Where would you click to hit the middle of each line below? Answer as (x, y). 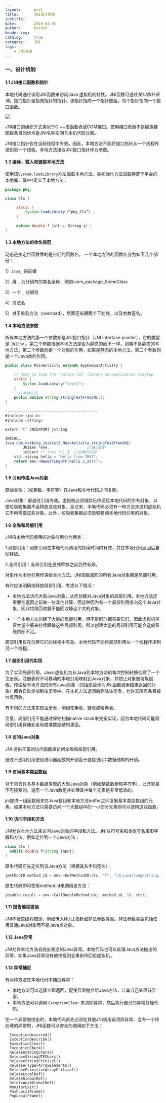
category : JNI (23, 42)
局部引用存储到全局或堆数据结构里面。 (44, 725)
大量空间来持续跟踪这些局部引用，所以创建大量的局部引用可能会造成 (86, 625)
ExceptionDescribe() (31, 1039)
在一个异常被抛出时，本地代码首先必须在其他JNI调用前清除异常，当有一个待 (82, 1020)
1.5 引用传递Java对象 (27, 478)
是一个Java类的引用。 (27, 356)
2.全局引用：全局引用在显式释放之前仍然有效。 (53, 565)
